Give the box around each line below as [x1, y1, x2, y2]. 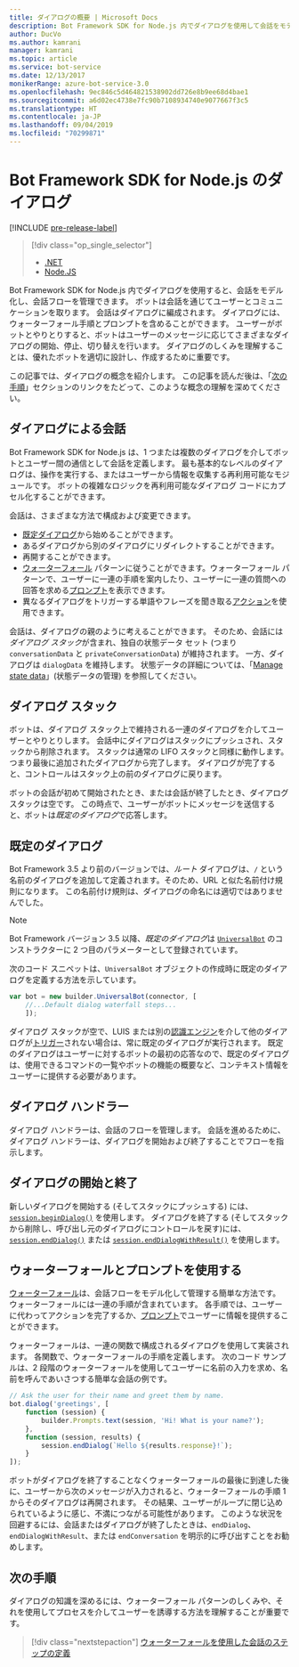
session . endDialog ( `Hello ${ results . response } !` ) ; [41, 1441, 233, 1450]
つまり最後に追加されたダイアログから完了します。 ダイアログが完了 [9, 758, 261, 768]
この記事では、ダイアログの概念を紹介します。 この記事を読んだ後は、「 [9, 370, 272, 381]
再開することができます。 [21, 551, 116, 562]
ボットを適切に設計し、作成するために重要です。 [55, 351, 235, 362]
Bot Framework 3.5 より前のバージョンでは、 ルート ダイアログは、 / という [9, 864, 284, 874]
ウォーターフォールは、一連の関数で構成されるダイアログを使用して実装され [9, 1340, 289, 1351]
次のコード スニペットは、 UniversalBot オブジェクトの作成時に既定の [9, 964, 264, 974]
